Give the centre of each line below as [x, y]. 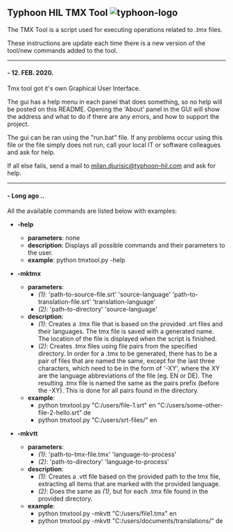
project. [18, 124]
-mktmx [29, 274]
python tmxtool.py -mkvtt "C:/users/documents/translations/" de [130, 521]
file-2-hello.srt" [60, 413]
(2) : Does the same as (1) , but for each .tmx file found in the [123, 492]
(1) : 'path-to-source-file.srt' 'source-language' [104, 295]
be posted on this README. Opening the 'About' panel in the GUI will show [114, 109]
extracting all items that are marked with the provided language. [129, 484]
